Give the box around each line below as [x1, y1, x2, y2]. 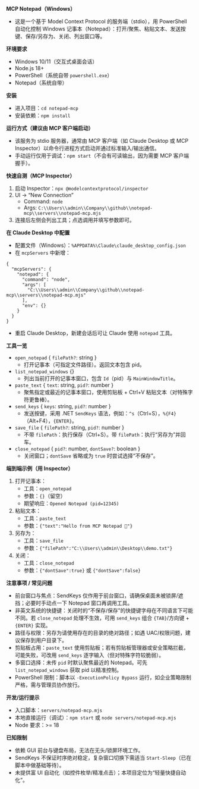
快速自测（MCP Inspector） [6, 172, 75, 179]
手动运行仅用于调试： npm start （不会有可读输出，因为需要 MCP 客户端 [14, 152, 189, 159]
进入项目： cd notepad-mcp [14, 105, 79, 111]
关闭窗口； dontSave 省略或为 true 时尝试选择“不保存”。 [23, 452, 159, 459]
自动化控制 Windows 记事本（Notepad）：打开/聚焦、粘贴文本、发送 [14, 26, 181, 32]
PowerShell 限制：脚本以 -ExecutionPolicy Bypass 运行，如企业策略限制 [14, 674, 192, 681]
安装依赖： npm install [14, 112, 71, 119]
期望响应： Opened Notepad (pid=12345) [23, 500, 119, 507]
